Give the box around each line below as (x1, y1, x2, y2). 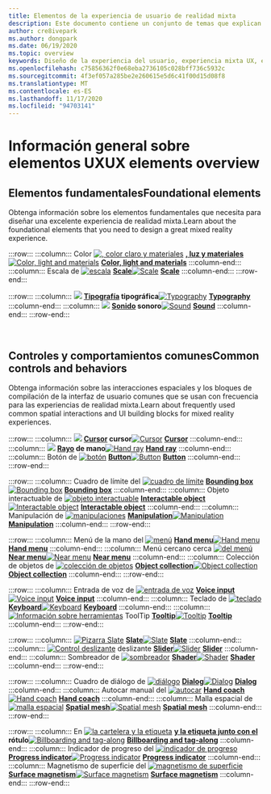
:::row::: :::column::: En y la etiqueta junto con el (8, 726, 258, 736)
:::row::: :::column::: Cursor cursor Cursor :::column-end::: (8, 433, 244, 443)
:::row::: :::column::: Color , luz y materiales (8, 249, 244, 259)
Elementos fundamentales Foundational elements (8, 186, 261, 200)
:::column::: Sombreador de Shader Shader (29, 652, 256, 661)
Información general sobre (8, 137, 190, 155)
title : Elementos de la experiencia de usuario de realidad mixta (8, 11, 236, 20)
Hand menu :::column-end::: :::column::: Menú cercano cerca (8, 543, 212, 553)
